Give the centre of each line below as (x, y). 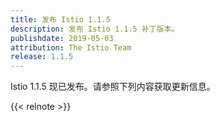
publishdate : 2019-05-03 (62, 38)
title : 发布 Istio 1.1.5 (60, 19)
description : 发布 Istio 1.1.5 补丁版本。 (95, 29)
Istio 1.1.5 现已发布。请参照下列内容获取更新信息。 (113, 87)
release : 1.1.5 (42, 57)
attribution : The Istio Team (71, 47)
